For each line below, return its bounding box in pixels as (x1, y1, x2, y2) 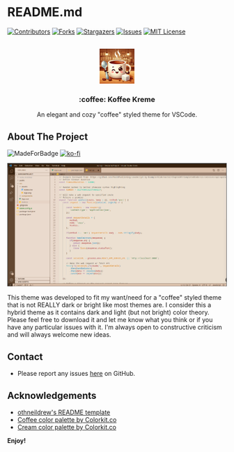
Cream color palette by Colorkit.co (17, 423, 117, 431)
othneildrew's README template (17, 408, 111, 416)
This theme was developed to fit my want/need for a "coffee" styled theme (7, 293, 221, 302)
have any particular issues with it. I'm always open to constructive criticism (7, 323, 223, 332)
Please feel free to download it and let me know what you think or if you (7, 316, 213, 324)
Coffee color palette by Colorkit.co (17, 415, 117, 423)
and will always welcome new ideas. (7, 330, 111, 339)
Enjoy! (7, 436, 26, 444)
